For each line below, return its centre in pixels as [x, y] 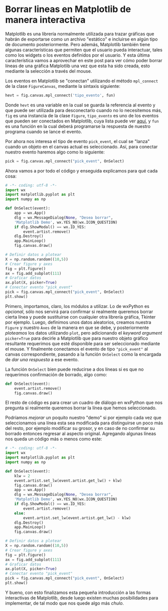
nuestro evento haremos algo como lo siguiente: [55, 152]
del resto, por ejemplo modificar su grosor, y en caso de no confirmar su [80, 428]
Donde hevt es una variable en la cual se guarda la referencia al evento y [80, 105]
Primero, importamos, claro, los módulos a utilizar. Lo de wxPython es [77, 306]
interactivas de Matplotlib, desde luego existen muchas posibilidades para [82, 597]
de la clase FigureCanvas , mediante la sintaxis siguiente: [63, 86]
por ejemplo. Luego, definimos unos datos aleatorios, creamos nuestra [78, 322]
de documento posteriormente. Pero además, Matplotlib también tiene [78, 44]
